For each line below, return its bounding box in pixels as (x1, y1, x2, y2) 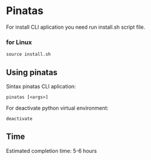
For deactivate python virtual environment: (6, 104, 109, 112)
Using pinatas (6, 67, 58, 77)
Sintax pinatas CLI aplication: (6, 83, 76, 90)
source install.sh (6, 52, 51, 57)
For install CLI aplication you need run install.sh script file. (6, 23, 145, 30)
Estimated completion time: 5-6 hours (6, 147, 97, 154)
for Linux (6, 38, 32, 46)
